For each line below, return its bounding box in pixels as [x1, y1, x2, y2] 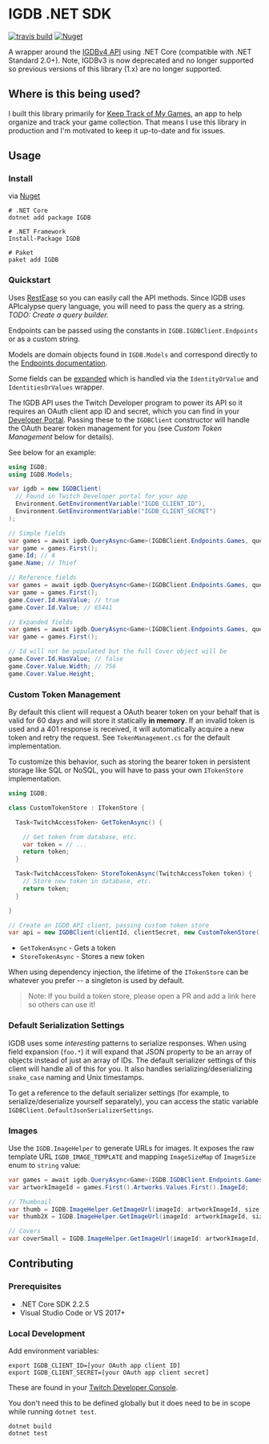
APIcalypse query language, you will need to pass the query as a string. [8, 301, 245, 311]
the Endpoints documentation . [8, 358, 108, 368]
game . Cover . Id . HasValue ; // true [8, 596, 120, 604]
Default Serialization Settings [8, 1020, 125, 1031]
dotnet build [8, 1422, 52, 1430]
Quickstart [8, 275, 51, 286]
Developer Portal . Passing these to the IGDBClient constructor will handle [8, 414, 250, 424]
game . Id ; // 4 [8, 552, 56, 560]
